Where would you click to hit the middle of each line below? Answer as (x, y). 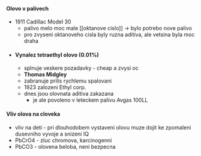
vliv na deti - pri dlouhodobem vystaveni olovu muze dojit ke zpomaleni (103, 127)
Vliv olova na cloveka (33, 114)
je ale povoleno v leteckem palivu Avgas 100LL (90, 100)
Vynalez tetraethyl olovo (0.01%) (57, 55)
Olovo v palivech (28, 8)
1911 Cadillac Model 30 (43, 22)
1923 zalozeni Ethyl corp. (55, 87)
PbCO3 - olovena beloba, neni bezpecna (65, 146)
